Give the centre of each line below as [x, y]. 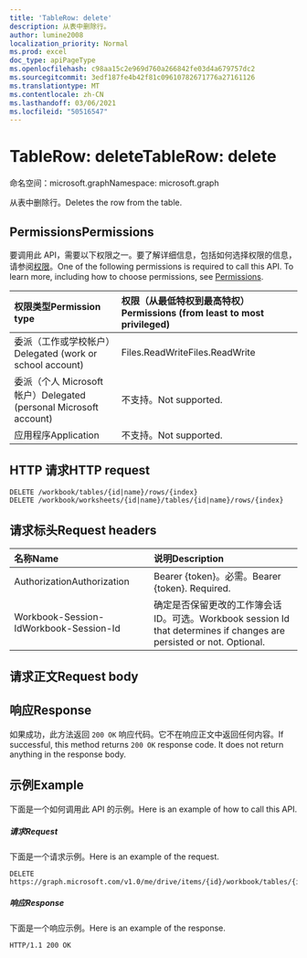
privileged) [146, 324]
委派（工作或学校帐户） [65, 341]
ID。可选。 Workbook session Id [222, 618]
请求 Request [34, 832]
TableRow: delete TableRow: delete [143, 157]
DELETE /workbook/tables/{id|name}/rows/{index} [104, 492]
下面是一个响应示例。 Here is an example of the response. [118, 928]
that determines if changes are [219, 630]
